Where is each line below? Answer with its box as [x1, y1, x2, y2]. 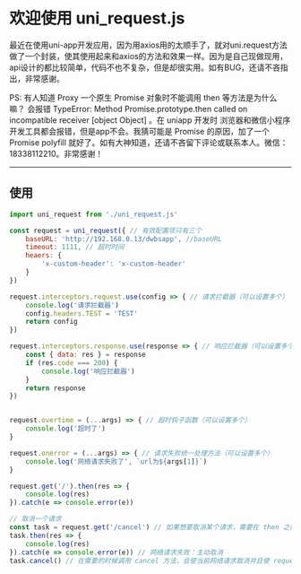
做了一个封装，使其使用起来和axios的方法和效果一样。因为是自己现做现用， [9, 50, 288, 61]
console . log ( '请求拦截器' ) [25, 300, 119, 309]
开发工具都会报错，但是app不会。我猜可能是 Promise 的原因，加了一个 [9, 126, 271, 136]
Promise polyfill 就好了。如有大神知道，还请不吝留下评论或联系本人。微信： [9, 136, 288, 148]
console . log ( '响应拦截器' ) [41, 367, 136, 376]
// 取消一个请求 [9, 515, 62, 524]
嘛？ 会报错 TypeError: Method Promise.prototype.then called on [9, 103, 248, 114]
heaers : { [25, 251, 63, 260]
